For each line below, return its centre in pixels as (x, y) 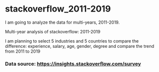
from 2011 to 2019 (23, 51)
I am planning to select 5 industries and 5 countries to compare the (72, 41)
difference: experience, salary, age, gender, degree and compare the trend (79, 46)
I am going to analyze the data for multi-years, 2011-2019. (62, 22)
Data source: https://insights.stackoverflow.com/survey (73, 64)
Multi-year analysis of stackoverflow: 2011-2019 (53, 31)
